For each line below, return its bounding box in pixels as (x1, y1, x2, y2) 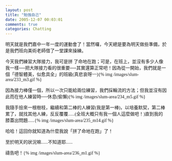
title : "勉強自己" (5, 12, 42, 17)
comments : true (5, 21, 38, 27)
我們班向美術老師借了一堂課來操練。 (9, 48, 86, 54)
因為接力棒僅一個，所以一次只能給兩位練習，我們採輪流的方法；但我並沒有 (5, 88, 162, 94)
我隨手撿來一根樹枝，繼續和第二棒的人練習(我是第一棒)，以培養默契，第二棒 (5, 105, 165, 110)
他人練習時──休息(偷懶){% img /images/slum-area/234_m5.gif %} (18, 94, 146, 100)
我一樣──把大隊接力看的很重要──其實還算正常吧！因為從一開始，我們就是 (5, 65, 162, 71)
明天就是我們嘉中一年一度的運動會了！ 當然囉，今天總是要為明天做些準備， (5, 42, 162, 48)
